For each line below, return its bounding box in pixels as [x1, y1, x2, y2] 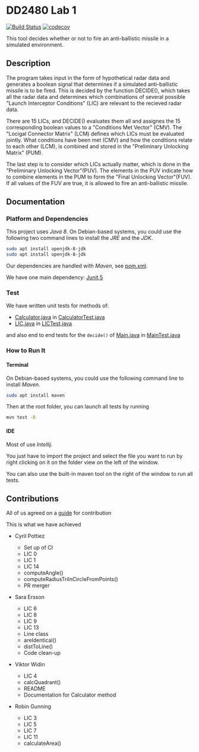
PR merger [23, 582, 50, 589]
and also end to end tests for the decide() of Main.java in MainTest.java [6, 332, 181, 339]
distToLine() [23, 643, 53, 650]
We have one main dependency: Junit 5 [6, 274, 103, 281]
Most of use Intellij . [6, 441, 53, 448]
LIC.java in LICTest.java [14, 320, 72, 327]
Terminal [6, 361, 29, 368]
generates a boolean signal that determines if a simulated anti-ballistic [6, 80, 178, 88]
